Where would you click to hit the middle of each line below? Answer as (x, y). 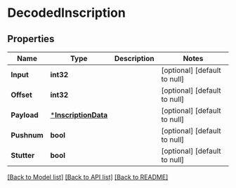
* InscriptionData (79, 115)
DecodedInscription (67, 13)
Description (135, 59)
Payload (25, 115)
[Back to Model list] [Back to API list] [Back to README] (88, 177)
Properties (31, 39)
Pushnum (27, 135)
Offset (22, 95)
